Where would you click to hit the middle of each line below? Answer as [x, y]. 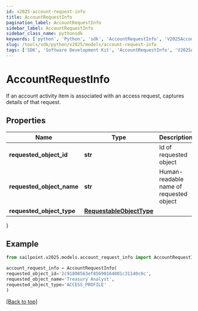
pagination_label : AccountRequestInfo [54, 22]
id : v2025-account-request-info [46, 12]
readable [171, 179]
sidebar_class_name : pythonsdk [44, 34]
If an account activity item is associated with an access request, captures [95, 96]
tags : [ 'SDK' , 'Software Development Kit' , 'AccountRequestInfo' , [89, 50]
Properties [26, 121]
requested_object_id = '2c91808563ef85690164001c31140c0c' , [79, 274]
